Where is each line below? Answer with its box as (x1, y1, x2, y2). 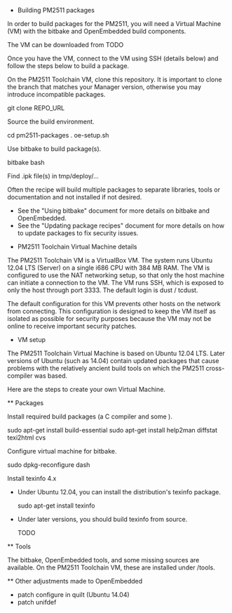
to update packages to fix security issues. (17, 229, 139, 237)
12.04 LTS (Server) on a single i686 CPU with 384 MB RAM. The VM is (7, 263, 210, 272)
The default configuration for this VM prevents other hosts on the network (7, 300, 221, 308)
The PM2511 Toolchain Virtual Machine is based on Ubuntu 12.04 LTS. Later (7, 349, 226, 357)
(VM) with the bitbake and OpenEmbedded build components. (7, 27, 186, 35)
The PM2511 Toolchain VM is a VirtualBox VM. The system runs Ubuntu (7, 256, 212, 264)
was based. (34, 371, 68, 380)
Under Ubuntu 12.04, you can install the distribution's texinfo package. (17, 488, 221, 496)
